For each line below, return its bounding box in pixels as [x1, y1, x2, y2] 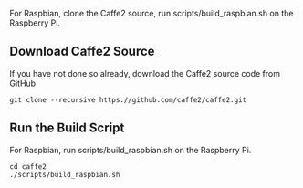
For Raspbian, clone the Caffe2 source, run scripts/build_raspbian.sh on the [9, 8, 294, 18]
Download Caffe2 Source [9, 44, 155, 59]
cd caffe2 [9, 162, 47, 172]
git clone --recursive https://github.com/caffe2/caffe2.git [9, 95, 247, 104]
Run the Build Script [9, 120, 125, 136]
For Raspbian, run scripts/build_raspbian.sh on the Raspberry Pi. [9, 144, 252, 155]
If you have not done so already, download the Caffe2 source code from [9, 68, 281, 78]
